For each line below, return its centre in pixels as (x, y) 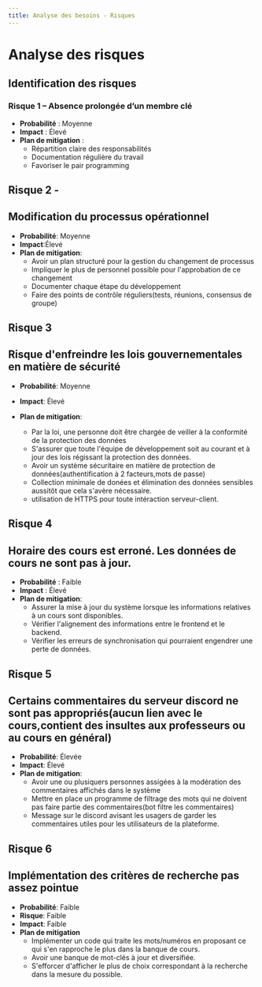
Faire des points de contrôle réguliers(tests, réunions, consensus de (142, 295)
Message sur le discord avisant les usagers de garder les (124, 816)
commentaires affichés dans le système (96, 790)
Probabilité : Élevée (51, 757)
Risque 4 (30, 524)
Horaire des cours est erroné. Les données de (122, 551)
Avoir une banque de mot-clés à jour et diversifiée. (113, 957)
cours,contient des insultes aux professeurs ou (127, 725)
